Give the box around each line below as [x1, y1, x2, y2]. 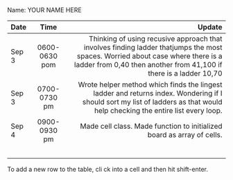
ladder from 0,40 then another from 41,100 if [74, 60, 223, 69]
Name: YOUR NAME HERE [7, 6, 82, 14]
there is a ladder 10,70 [148, 69, 223, 78]
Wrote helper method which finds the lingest [78, 80, 223, 89]
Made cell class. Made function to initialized [80, 121, 223, 131]
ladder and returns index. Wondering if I [93, 89, 223, 98]
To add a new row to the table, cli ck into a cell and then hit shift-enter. [7, 165, 208, 173]
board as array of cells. [147, 130, 223, 139]
